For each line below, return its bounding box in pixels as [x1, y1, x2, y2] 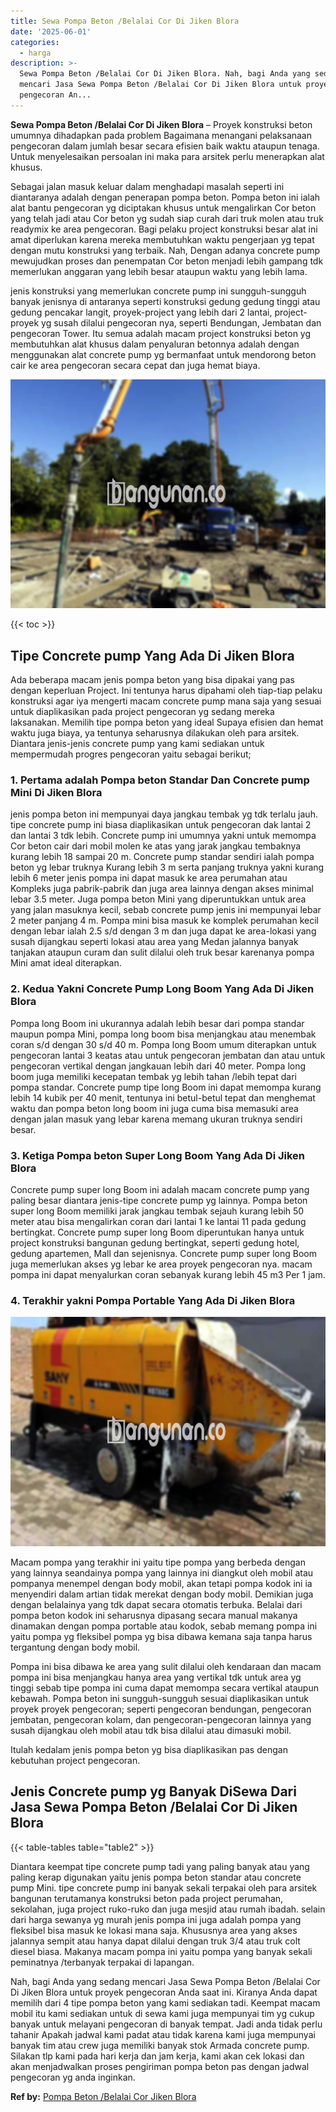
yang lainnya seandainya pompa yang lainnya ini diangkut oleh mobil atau [10, 1566, 314, 1579]
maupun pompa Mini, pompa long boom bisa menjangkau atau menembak [10, 1028, 317, 1040]
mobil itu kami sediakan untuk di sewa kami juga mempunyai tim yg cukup [10, 2007, 315, 2019]
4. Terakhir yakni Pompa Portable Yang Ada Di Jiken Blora [10, 1293, 296, 1307]
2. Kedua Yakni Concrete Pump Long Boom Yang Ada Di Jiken [10, 982, 315, 996]
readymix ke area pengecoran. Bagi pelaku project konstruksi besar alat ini [10, 223, 318, 235]
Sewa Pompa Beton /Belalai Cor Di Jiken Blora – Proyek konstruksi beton [10, 118, 313, 130]
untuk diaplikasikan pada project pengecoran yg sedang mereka [10, 706, 275, 718]
